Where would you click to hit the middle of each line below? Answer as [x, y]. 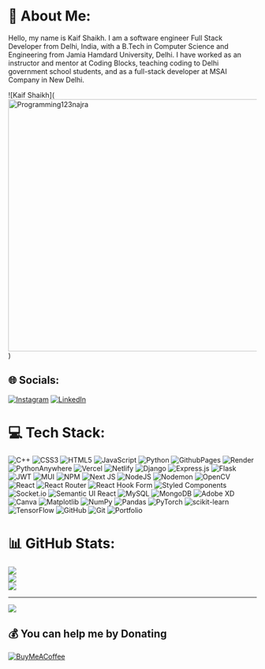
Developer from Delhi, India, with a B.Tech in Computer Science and [118, 46]
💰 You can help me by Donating [88, 634]
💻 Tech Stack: [57, 432]
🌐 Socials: [34, 380]
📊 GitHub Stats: [62, 543]
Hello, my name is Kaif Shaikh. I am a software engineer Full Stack [116, 38]
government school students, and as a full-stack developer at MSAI [118, 71]
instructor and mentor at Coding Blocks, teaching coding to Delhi [114, 63]
